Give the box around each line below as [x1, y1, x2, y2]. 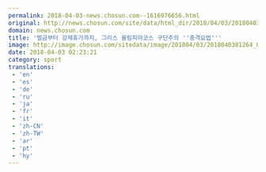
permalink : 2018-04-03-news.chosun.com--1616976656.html [8, 11, 200, 20]
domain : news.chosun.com [8, 26, 90, 34]
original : [8, 19, 41, 27]
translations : [8, 63, 55, 71]
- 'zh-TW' [11, 129, 44, 137]
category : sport [8, 56, 62, 64]
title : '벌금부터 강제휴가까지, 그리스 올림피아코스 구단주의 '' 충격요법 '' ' [8, 33, 222, 42]
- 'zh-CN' [11, 122, 44, 130]
